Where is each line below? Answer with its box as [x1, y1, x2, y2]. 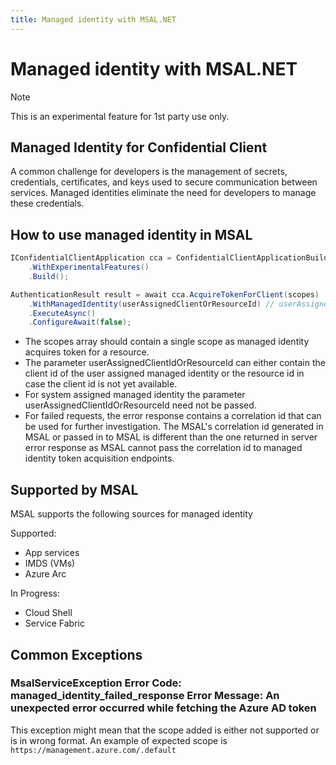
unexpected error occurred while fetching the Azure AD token [10, 701, 317, 715]
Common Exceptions [10, 646, 143, 663]
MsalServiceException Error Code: [10, 676, 182, 690]
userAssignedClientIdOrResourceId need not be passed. [24, 399, 257, 411]
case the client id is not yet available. [24, 378, 178, 390]
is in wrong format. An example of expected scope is [10, 734, 228, 746]
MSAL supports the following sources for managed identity [10, 508, 253, 520]
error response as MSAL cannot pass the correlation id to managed [24, 442, 303, 454]
